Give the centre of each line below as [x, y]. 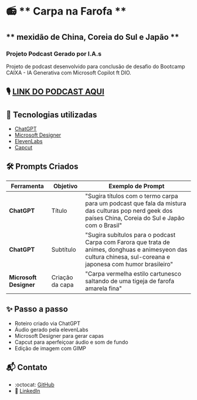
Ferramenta [27, 186]
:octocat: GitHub [34, 384]
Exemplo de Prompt [136, 186]
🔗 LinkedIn [27, 391]
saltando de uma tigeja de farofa [130, 281]
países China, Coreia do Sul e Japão [135, 218]
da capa [63, 284]
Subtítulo [64, 249]
